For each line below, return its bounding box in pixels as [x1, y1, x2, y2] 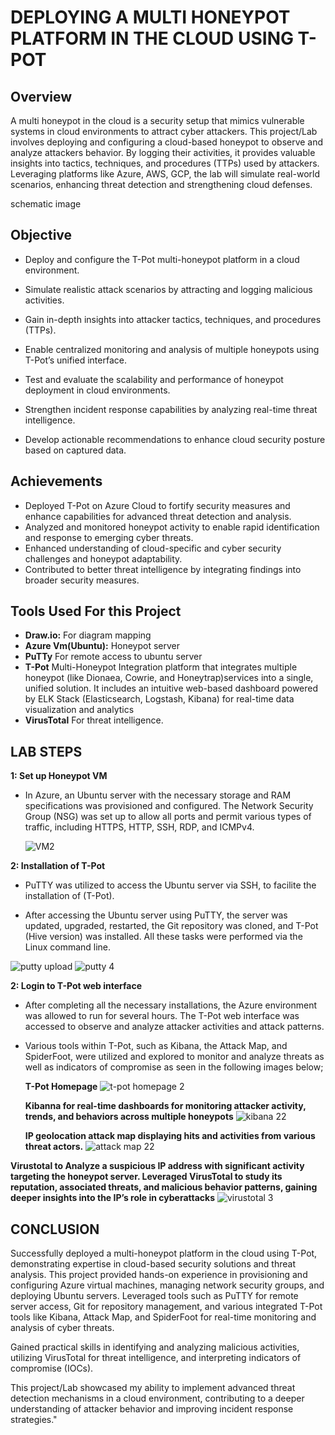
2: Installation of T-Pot [10, 860, 106, 872]
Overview [10, 88, 73, 105]
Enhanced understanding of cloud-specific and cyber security [24, 542, 282, 554]
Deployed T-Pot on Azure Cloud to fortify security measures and [24, 499, 291, 511]
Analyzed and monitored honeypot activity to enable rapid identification [24, 521, 320, 533]
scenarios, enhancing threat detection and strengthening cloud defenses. [10, 179, 313, 190]
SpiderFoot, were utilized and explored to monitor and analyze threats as [24, 1051, 325, 1063]
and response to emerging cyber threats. [24, 531, 194, 543]
